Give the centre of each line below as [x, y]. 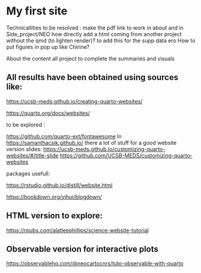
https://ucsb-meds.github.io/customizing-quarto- [104, 149]
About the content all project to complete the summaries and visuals [91, 58]
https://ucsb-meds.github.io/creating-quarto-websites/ [74, 101]
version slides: [24, 149]
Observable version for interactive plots [82, 249]
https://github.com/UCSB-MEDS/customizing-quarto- [126, 155]
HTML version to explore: [55, 216]
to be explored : [26, 124]
